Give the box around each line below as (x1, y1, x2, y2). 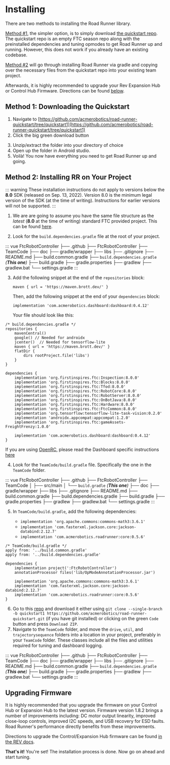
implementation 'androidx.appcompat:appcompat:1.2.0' (14, 415, 130, 420)
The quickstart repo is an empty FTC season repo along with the (5, 36, 140, 42)
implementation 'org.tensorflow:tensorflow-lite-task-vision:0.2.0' (14, 411, 162, 416)
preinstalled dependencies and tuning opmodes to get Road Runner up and (5, 41, 162, 47)
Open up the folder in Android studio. (12, 147, 90, 154)
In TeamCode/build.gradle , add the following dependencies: (12, 508, 137, 514)
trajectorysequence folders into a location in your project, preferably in (12, 631, 161, 637)
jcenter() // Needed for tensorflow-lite (14, 340, 106, 345)
